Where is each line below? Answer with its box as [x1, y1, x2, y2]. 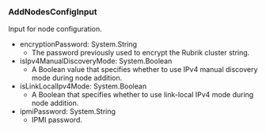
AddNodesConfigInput [8, 6, 97, 17]
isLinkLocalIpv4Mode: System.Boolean [19, 81, 147, 91]
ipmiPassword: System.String [19, 107, 116, 116]
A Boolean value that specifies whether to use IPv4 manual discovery [31, 65, 258, 74]
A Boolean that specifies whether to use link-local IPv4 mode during [31, 90, 254, 100]
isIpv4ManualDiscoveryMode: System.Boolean [19, 56, 173, 66]
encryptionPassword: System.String [19, 40, 137, 49]
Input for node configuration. [8, 25, 103, 34]
